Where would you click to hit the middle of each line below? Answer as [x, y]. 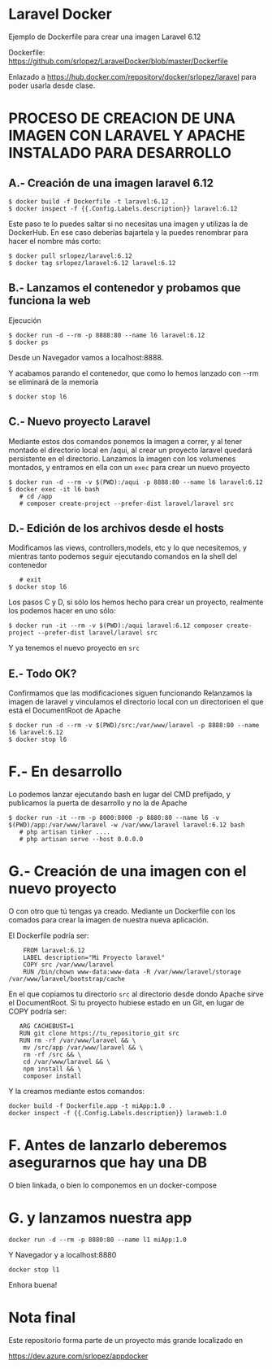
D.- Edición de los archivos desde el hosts [117, 528]
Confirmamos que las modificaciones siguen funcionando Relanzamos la [130, 693]
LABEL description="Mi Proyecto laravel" [94, 958]
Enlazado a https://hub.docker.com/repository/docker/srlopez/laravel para [133, 76]
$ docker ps [28, 342]
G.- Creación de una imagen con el [127, 872]
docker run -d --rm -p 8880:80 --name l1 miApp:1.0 [97, 1240]
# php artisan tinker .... [65, 832]
